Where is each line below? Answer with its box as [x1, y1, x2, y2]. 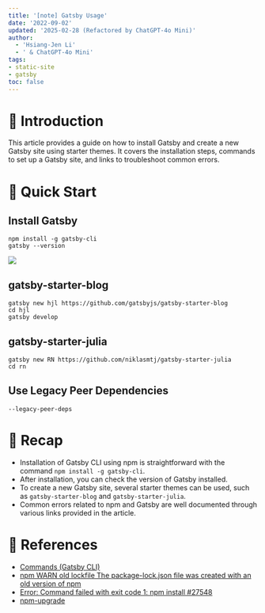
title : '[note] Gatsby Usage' [8, 11, 108, 20]
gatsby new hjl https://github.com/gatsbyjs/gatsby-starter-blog [8, 299, 228, 307]
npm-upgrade [19, 596, 66, 605]
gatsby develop [8, 314, 59, 322]
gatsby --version [8, 242, 66, 250]
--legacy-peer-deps [8, 405, 73, 413]
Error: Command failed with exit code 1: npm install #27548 [19, 587, 213, 596]
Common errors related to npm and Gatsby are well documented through [19, 500, 258, 509]
